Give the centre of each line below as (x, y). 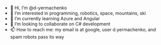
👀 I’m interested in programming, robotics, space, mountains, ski (78, 13)
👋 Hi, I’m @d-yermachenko (39, 8)
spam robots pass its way (37, 37)
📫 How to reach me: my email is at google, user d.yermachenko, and (83, 30)
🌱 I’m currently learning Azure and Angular (55, 18)
